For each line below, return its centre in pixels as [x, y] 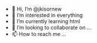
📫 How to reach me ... [39, 34]
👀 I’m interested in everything [47, 15]
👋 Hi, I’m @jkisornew [36, 9]
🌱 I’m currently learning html [46, 21]
